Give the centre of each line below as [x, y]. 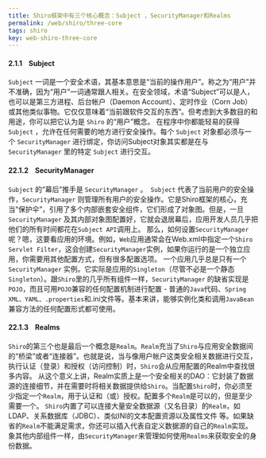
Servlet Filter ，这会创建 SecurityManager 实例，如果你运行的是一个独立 [126, 249]
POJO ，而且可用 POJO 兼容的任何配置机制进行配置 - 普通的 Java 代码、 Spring [127, 288]
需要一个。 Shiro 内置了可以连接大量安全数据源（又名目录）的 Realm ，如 [124, 405]
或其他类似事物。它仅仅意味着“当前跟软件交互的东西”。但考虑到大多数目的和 [133, 112]
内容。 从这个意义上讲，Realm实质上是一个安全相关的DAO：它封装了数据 [134, 376]
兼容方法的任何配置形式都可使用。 [64, 308]
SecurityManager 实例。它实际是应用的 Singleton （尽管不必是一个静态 [121, 268]
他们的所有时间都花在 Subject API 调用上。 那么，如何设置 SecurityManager [129, 229]
